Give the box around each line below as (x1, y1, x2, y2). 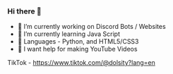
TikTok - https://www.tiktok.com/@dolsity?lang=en (7, 58, 155, 67)
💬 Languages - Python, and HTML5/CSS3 (17, 37, 139, 46)
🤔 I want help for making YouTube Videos (17, 45, 138, 54)
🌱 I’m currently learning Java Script (17, 30, 120, 38)
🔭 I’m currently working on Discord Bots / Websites (17, 23, 166, 31)
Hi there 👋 (7, 6, 42, 16)
